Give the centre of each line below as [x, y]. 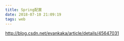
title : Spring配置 [23, 10]
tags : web [15, 19]
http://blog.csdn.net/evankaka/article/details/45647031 [62, 33]
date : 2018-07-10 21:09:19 [33, 14]
